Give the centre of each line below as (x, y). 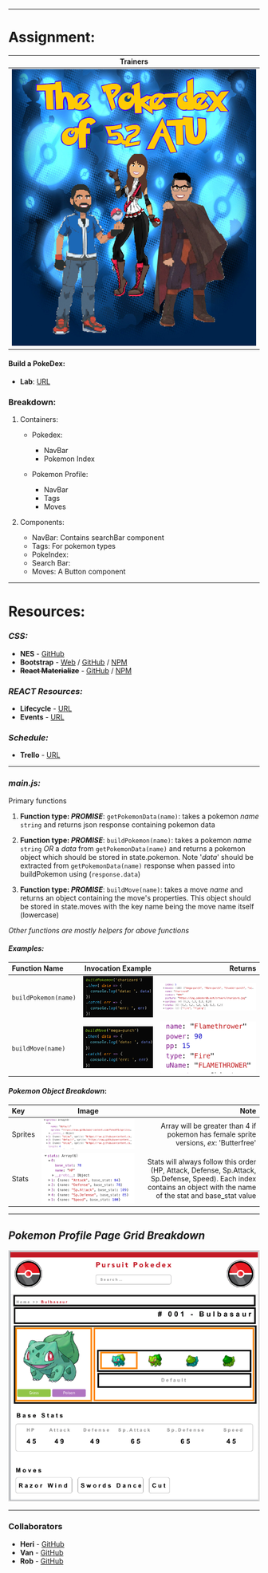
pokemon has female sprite (212, 1134)
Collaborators (35, 1527)
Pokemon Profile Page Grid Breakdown (107, 1235)
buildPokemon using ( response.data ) (80, 873)
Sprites (24, 1134)
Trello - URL (40, 755)
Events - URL (42, 717)
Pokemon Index (69, 459)
